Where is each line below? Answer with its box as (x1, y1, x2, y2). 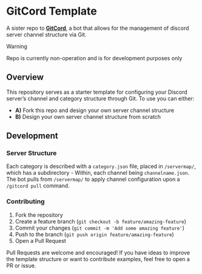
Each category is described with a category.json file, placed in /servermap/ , (6, 163, 196, 170)
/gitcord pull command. (6, 182, 70, 189)
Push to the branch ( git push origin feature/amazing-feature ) (15, 230, 174, 238)
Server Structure (6, 149, 57, 158)
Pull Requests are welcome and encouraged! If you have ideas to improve (6, 248, 190, 256)
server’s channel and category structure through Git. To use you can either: (6, 94, 195, 102)
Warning (6, 43, 27, 50)
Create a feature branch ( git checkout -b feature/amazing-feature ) (15, 217, 187, 225)
